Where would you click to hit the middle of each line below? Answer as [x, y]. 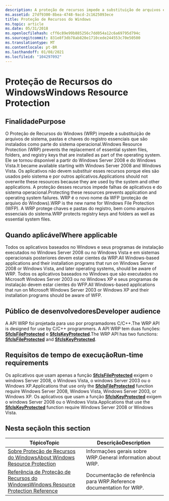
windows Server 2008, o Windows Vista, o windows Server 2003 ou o [78, 380]
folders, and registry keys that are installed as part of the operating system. [83, 155]
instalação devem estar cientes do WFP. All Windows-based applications [80, 284]
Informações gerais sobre [116, 451]
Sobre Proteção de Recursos [42, 451]
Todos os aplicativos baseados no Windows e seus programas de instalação [84, 247]
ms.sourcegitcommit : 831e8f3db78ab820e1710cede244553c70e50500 [73, 38]
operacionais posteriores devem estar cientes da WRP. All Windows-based [82, 258]
